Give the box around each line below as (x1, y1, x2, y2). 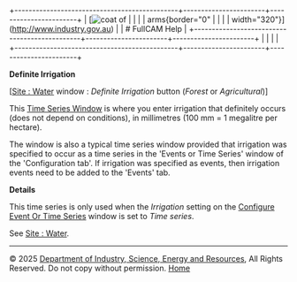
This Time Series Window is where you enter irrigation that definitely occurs (9, 103, 286, 113)
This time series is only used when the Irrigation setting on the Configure (9, 202, 276, 212)
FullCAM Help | (132, 24, 187, 34)
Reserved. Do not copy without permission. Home (9, 263, 191, 273)
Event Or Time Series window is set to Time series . (9, 211, 194, 221)
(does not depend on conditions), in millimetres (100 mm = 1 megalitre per (9, 112, 278, 123)
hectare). (9, 122, 42, 133)
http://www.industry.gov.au (11, 24, 112, 34)
